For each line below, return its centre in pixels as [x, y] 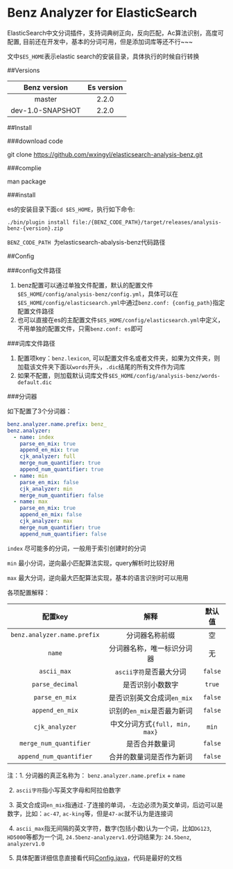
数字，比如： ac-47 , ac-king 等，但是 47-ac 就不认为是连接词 [90, 813]
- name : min [31, 476]
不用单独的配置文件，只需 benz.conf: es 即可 [80, 329]
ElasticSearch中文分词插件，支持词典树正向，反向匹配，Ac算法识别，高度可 [115, 33]
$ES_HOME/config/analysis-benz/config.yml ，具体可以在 [98, 294]
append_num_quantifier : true [62, 470]
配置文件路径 [35, 311]
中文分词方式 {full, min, [150, 724]
